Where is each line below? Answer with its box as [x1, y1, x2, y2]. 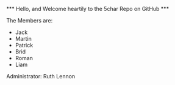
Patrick [15, 42, 34, 49]
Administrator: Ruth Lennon [6, 73, 76, 80]
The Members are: [6, 17, 53, 24]
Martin [15, 35, 32, 42]
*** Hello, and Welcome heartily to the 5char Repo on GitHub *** [6, 5, 170, 12]
